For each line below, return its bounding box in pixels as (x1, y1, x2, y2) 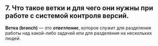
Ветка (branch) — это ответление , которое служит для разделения (5, 25, 151, 31)
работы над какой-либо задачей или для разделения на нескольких (5, 30, 152, 36)
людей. (5, 35, 21, 41)
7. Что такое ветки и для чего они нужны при (5, 4, 153, 12)
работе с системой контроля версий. (5, 12, 129, 20)
